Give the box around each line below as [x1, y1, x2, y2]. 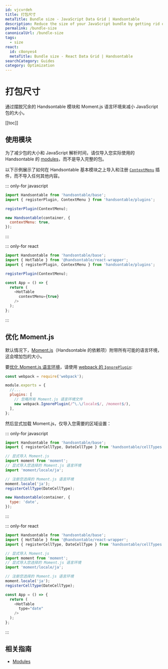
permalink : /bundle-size [5, 26, 57, 31]
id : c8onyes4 [9, 49, 37, 54]
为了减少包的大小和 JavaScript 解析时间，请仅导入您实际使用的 [5, 149, 135, 155]
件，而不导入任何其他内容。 [5, 173, 62, 179]
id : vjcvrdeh [5, 7, 32, 12]
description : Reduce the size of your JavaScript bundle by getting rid [5, 21, 160, 26]
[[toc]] [5, 120, 18, 126]
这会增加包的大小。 [5, 353, 45, 359]
